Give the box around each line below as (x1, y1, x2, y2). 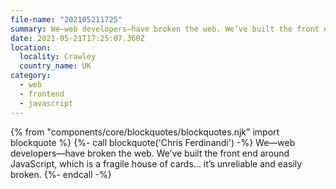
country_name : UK (19, 61, 92, 71)
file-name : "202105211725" (10, 14, 123, 25)
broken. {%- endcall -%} (10, 168, 112, 180)
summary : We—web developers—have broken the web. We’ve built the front (10, 24, 320, 34)
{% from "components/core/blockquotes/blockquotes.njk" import (10, 126, 280, 138)
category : (10, 71, 52, 81)
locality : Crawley (19, 52, 97, 62)
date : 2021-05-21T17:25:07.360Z (10, 33, 145, 43)
